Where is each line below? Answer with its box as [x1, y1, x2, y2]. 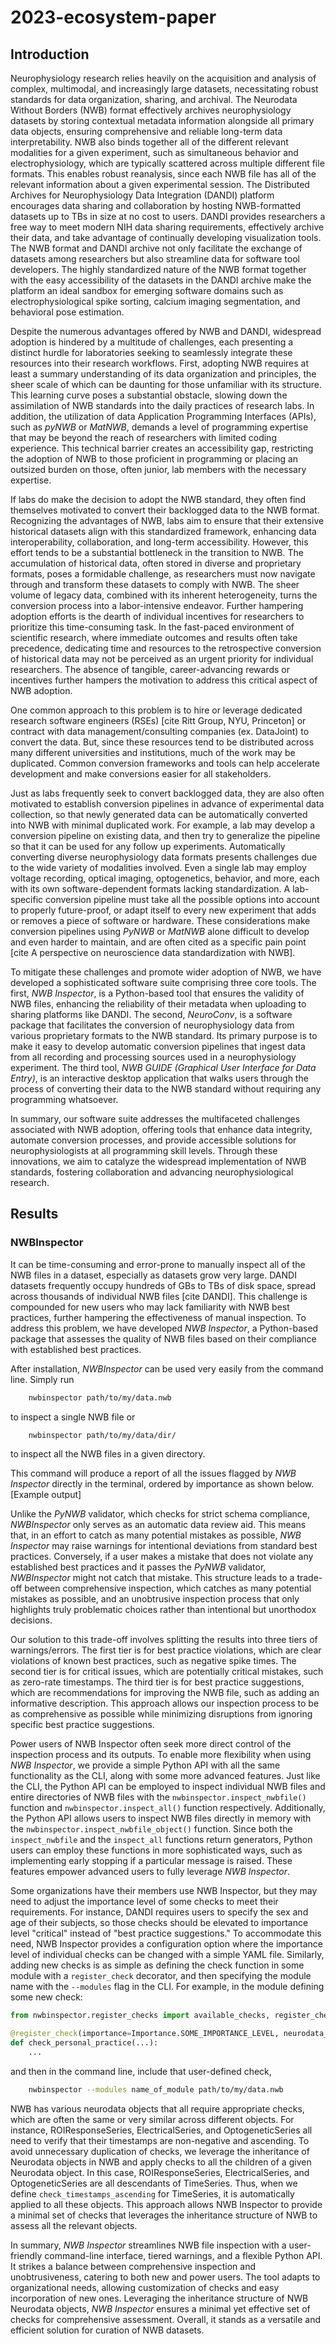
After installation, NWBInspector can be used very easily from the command [10, 1362, 324, 1375]
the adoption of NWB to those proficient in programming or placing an [10, 453, 299, 465]
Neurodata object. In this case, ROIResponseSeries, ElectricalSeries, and [10, 2166, 310, 2178]
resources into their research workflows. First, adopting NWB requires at [10, 357, 310, 369]
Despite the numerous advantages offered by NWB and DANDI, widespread [10, 326, 322, 337]
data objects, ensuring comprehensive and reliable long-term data [10, 126, 283, 137]
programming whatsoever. [10, 1094, 119, 1105]
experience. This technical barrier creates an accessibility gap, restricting [10, 442, 314, 454]
